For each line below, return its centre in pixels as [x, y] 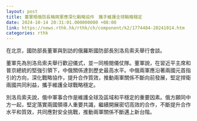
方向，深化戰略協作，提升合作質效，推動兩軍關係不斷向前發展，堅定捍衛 [103, 78]
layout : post [22, 11]
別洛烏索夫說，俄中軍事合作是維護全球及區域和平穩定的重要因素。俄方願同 [96, 98]
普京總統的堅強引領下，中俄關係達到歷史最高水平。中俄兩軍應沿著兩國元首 [96, 70]
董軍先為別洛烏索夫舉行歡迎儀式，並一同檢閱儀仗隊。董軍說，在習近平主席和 [98, 63]
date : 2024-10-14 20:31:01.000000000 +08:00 [61, 22]
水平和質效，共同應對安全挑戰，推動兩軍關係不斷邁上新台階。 [81, 112]
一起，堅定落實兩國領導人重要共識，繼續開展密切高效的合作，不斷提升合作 [101, 105]
